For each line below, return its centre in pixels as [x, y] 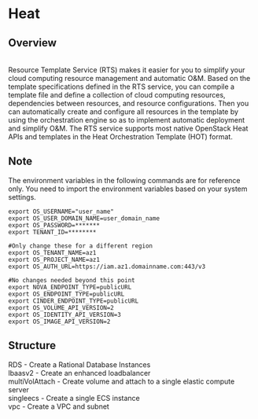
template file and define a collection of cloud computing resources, [117, 95]
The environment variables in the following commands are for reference [124, 180]
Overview [33, 43]
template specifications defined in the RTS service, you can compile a [121, 86]
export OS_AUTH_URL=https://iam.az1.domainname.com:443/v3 [107, 266]
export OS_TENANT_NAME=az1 [52, 252]
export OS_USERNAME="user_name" [61, 211]
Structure [32, 345]
